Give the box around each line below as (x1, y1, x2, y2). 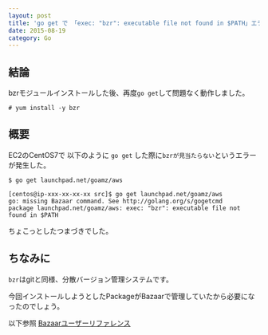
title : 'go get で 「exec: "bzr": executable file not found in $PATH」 (8, 19, 251, 27)
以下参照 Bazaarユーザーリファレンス (8, 318, 132, 328)
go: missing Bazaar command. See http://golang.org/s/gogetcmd (8, 197, 223, 205)
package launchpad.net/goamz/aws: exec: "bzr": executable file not (8, 204, 241, 212)
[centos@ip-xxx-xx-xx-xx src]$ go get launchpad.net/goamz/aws (8, 190, 223, 198)
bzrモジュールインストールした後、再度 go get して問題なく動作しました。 (8, 89, 250, 98)
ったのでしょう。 (8, 301, 65, 311)
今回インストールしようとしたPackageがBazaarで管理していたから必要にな (8, 291, 255, 301)
